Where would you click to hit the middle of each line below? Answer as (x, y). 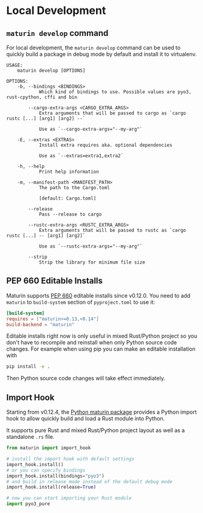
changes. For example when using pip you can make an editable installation (101, 349)
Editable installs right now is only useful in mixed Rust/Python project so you (102, 336)
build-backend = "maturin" (40, 324)
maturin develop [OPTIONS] (51, 71)
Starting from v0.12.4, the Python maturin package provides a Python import (101, 412)
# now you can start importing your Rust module (69, 498)
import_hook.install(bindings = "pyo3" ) (55, 476)
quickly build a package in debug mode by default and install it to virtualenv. (101, 54)
